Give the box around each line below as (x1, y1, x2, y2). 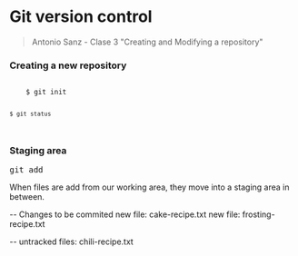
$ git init (25, 88, 67, 97)
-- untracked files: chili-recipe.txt (9, 236, 134, 247)
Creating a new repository (9, 59, 127, 72)
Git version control (9, 6, 153, 27)
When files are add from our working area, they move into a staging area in (9, 182, 290, 192)
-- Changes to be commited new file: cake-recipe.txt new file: (9, 209, 241, 220)
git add (9, 165, 44, 175)
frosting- (242, 209, 275, 220)
